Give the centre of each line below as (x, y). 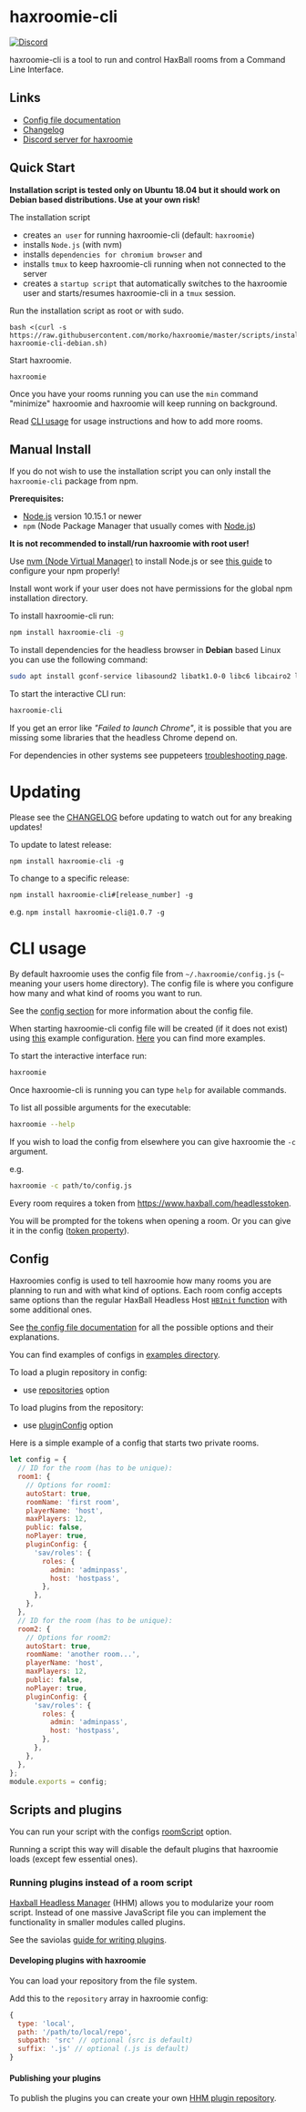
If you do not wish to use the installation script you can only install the (140, 472)
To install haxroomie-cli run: (61, 616)
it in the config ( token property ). (70, 1230)
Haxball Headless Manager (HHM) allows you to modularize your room (142, 1903)
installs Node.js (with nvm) (72, 244)
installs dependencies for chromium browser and (112, 254)
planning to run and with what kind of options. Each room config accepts (146, 1291)
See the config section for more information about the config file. (131, 1010)
